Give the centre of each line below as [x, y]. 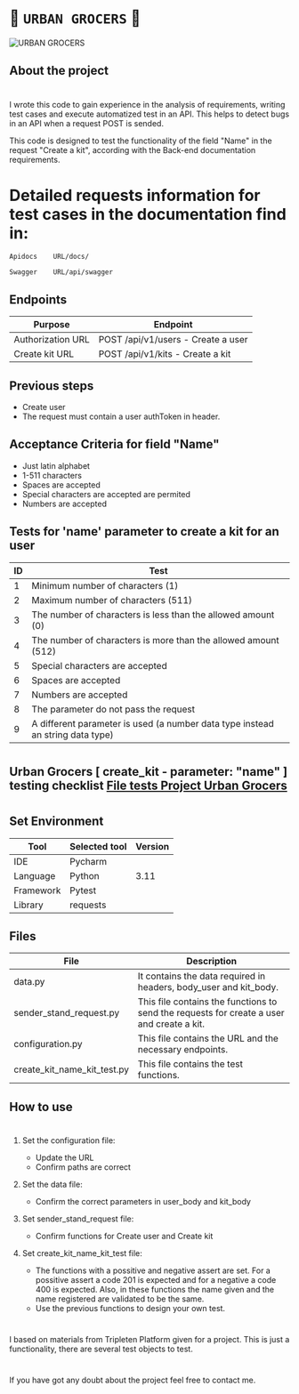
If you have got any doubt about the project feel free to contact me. [133, 1380]
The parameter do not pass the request [113, 709]
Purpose [52, 325]
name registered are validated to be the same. [120, 1299]
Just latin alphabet [56, 465]
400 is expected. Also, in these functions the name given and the [154, 1289]
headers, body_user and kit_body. [208, 987]
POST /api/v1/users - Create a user [173, 340]
